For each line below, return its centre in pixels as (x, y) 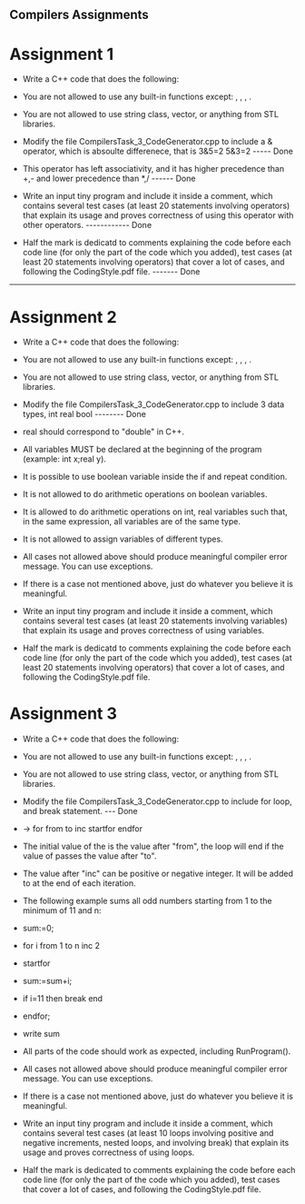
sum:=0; (38, 928)
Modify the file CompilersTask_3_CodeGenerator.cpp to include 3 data (153, 404)
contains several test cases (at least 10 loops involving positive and (148, 1133)
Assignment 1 (62, 54)
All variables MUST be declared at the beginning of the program (142, 450)
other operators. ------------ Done (87, 225)
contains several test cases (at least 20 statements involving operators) (156, 206)
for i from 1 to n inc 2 (61, 946)
